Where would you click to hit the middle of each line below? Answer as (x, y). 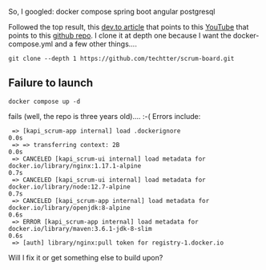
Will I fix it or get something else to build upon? (86, 257)
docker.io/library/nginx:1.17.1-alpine (75, 166)
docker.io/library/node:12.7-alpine (69, 187)
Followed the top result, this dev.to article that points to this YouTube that (129, 27)
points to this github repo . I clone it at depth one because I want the (120, 36)
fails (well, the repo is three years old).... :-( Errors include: (105, 116)
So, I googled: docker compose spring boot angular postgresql (112, 12)
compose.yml (31, 44)
